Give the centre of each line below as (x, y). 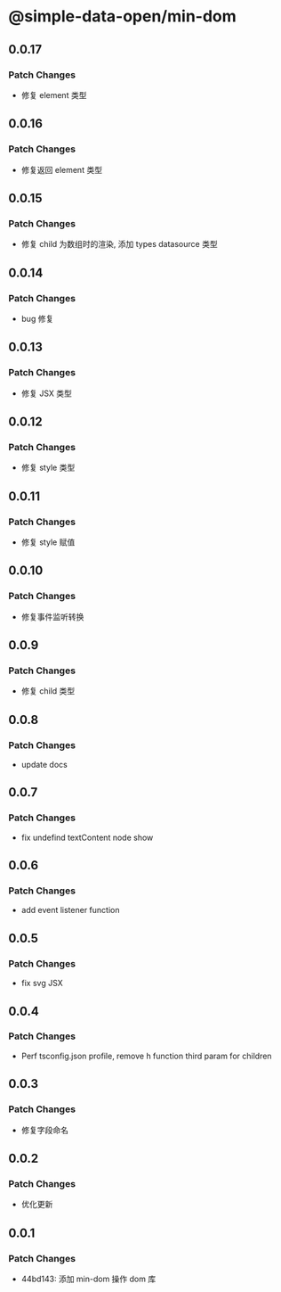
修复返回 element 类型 (62, 169)
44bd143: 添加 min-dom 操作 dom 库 (88, 1279)
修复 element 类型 (54, 95)
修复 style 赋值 (48, 542)
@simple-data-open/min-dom (122, 16)
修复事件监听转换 (52, 616)
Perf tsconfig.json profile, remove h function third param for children (146, 1056)
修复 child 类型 (48, 691)
